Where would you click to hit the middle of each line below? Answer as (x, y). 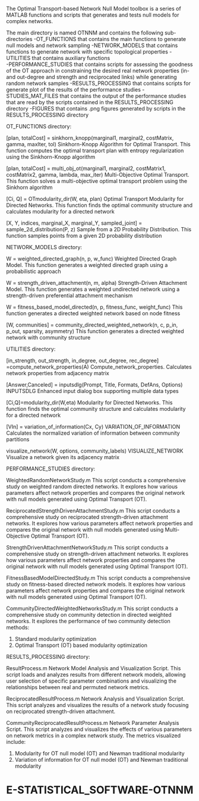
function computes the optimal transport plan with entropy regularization (95, 150)
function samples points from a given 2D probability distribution (84, 235)
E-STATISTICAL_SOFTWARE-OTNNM (100, 790)
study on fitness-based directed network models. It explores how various (96, 584)
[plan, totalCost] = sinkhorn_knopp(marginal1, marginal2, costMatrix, (90, 138)
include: (16, 742)
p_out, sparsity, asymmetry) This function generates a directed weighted (95, 331)
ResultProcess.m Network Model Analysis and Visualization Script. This (94, 668)
